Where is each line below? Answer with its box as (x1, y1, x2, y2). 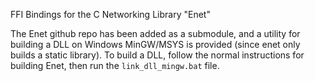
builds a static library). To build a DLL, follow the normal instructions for (10, 49, 305, 61)
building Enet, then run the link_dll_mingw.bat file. (10, 60, 220, 71)
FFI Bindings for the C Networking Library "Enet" (10, 9, 211, 20)
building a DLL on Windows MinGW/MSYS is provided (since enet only (10, 39, 301, 50)
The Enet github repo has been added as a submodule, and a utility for (10, 28, 301, 39)
